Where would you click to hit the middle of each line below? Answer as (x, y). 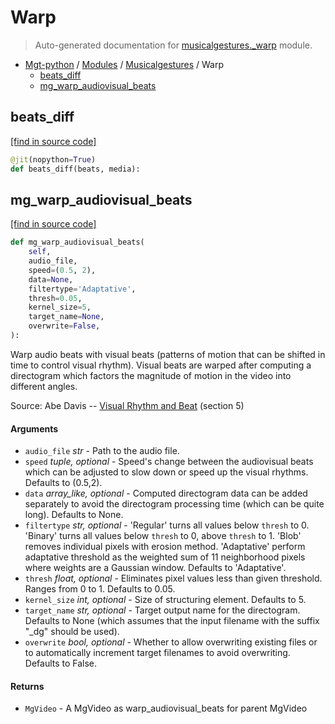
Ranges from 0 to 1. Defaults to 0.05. (100, 589)
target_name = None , (66, 317)
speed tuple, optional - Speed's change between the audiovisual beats (169, 462)
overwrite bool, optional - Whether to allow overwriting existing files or (171, 642)
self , (40, 252)
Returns (27, 686)
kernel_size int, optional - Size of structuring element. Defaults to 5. (165, 600)
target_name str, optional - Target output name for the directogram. (162, 610)
